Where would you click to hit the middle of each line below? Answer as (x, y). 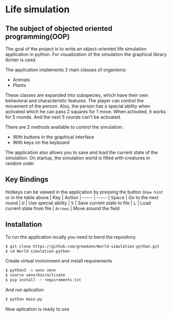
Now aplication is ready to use (37, 309)
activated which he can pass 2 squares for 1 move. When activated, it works (86, 111)
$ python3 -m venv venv (31, 270)
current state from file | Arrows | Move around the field (62, 208)
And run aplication (25, 290)
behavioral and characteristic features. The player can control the (74, 101)
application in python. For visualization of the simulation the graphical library (86, 54)
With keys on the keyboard (41, 142)
